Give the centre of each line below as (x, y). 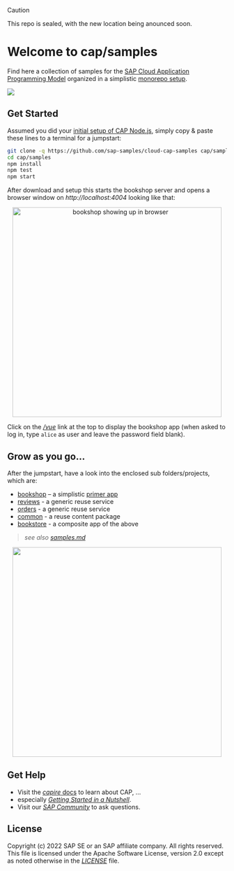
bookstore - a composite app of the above (78, 524)
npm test (20, 171)
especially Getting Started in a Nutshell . (74, 799)
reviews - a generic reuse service (65, 501)
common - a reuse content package (69, 516)
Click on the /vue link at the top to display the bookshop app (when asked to (117, 427)
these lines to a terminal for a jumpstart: (64, 138)
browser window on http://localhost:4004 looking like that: (91, 198)
